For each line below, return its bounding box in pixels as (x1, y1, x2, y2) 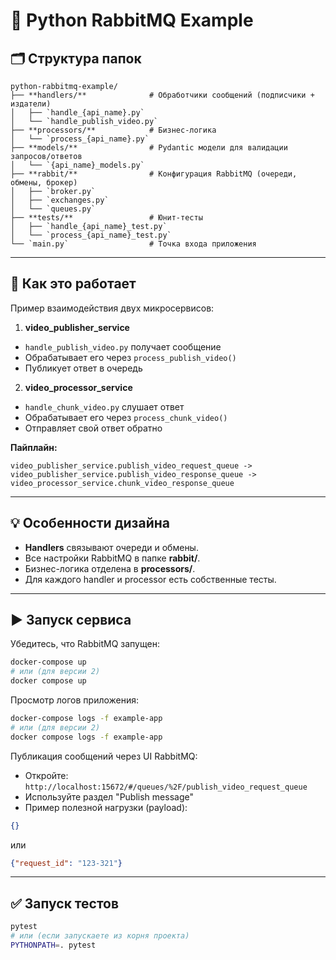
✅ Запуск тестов (10, 895, 120, 912)
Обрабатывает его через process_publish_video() (24, 351, 237, 363)
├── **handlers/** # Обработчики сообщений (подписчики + (10, 90, 315, 100)
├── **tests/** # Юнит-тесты (10, 213, 203, 223)
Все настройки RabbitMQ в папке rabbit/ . (24, 552, 201, 564)
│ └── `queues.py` (10, 204, 97, 214)
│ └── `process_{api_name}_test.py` (10, 230, 172, 240)
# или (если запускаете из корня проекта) (10, 931, 190, 941)
